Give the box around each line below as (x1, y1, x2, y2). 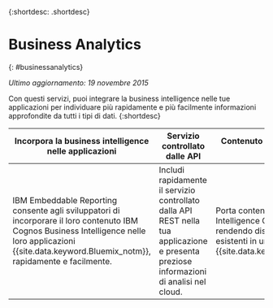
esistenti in (214, 235, 258, 246)
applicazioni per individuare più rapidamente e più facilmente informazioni (8, 102, 257, 112)
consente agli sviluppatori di (12, 205, 120, 216)
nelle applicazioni (46, 145, 117, 157)
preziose (158, 255, 193, 267)
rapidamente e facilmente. (12, 255, 112, 267)
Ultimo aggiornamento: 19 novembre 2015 (8, 77, 149, 88)
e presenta (158, 245, 201, 257)
